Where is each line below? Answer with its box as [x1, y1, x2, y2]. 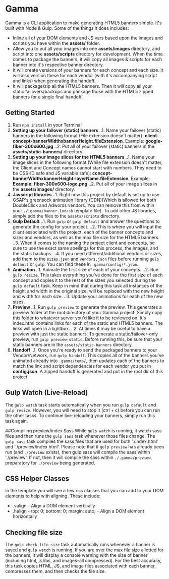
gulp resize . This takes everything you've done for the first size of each [12, 272, 163, 278]
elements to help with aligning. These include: [5, 493, 101, 499]
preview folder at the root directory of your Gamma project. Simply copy [12, 309, 163, 315]
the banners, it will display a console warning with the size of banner [5, 552, 148, 558]
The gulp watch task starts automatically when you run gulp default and [5, 401, 156, 408]
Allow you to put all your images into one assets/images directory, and [12, 45, 160, 51]
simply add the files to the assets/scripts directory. [12, 213, 121, 219]
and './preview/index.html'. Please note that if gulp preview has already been [5, 443, 164, 449]
